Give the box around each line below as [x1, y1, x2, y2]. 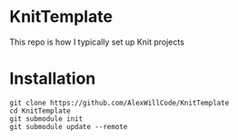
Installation [9, 68, 96, 89]
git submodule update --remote [9, 122, 128, 131]
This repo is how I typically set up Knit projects [9, 36, 184, 47]
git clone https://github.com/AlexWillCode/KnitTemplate [9, 98, 230, 107]
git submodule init [9, 114, 84, 124]
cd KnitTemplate [9, 106, 71, 115]
